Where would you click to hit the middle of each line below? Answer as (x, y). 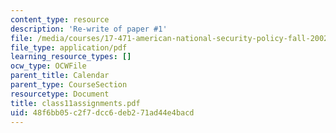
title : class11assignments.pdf (75, 103)
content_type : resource (60, 19)
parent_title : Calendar (60, 76)
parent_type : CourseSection (69, 85)
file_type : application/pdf (69, 47)
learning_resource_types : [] (71, 57)
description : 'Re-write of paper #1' (89, 29)
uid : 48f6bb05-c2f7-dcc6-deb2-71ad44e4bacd (102, 112)
